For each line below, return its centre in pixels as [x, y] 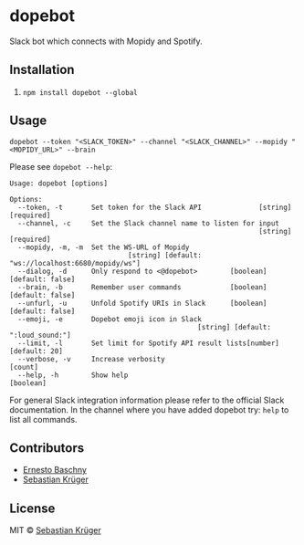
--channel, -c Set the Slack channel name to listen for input [149, 223]
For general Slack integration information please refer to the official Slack [147, 400]
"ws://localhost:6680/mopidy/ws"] [75, 263]
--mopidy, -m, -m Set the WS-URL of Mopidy [104, 247]
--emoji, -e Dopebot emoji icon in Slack [110, 319]
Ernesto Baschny [54, 470]
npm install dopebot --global [80, 92]
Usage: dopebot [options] [58, 183]
